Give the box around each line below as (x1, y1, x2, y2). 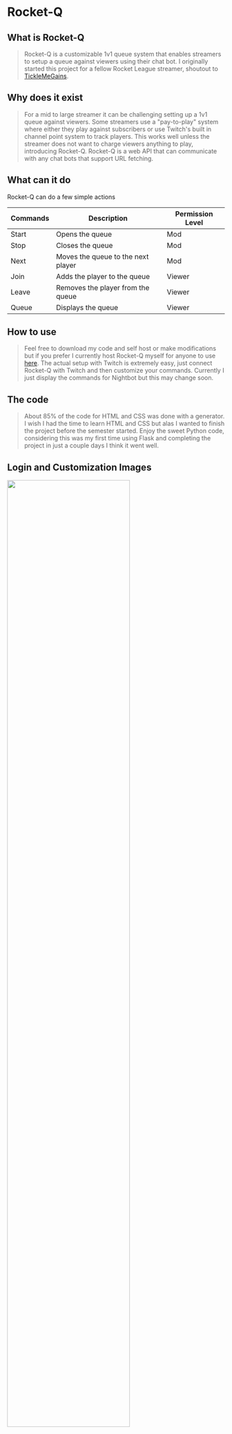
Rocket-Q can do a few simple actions (7, 193, 116, 201)
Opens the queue (56, 229, 113, 239)
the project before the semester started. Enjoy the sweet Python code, (23, 427, 224, 435)
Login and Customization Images (7, 461, 152, 473)
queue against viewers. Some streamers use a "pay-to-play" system (23, 117, 219, 126)
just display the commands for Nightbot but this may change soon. (23, 374, 214, 382)
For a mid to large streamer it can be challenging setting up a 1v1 (23, 110, 208, 118)
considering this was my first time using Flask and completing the (23, 434, 211, 443)
